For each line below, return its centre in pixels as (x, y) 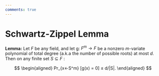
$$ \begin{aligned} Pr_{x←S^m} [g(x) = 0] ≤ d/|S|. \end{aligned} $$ (83, 68)
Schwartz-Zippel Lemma (57, 34)
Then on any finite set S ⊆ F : (35, 59)
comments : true (21, 10)
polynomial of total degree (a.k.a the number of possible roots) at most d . (79, 53)
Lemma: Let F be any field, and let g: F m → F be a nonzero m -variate (75, 48)
